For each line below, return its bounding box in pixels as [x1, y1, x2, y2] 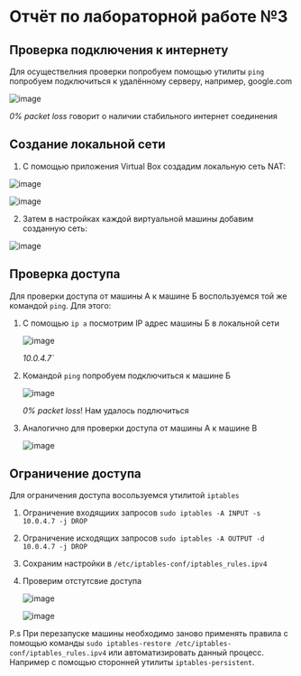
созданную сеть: [22, 223, 88, 234]
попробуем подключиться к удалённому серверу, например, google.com [9, 76, 293, 87]
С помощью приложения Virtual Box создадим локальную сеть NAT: [22, 161, 286, 171]
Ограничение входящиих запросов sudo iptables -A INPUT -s [22, 507, 261, 518]
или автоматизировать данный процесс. [107, 647, 264, 658]
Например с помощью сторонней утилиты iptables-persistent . [9, 657, 255, 668]
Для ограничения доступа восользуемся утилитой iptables [9, 490, 241, 501]
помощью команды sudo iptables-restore [9, 638, 171, 649]
